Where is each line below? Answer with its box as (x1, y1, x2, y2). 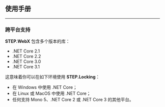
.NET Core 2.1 (12, 48, 40, 54)
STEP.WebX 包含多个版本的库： (5, 38, 70, 44)
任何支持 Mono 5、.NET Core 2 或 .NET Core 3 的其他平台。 (12, 97, 134, 103)
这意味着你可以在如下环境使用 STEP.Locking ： (5, 74, 100, 80)
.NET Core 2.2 (12, 53, 41, 59)
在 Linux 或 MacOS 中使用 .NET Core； (12, 90, 91, 97)
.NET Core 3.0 (12, 58, 41, 65)
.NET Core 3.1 (12, 64, 40, 70)
